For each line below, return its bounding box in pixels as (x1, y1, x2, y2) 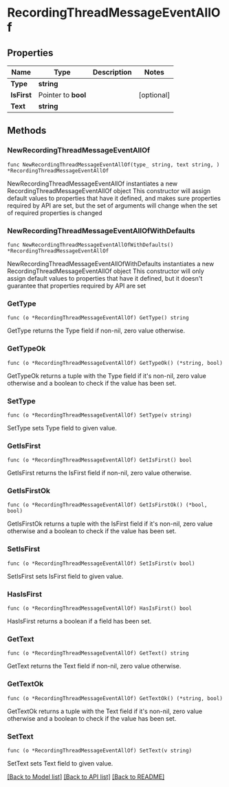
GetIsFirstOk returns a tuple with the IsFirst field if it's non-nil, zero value (7, 519, 213, 528)
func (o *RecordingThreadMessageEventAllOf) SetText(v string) (7, 747, 193, 754)
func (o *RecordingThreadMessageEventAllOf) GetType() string (7, 315, 189, 321)
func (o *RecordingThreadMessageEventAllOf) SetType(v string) (7, 412, 193, 419)
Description (92, 68, 132, 77)
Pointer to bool (38, 90, 87, 99)
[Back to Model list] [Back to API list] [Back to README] (7, 773, 165, 781)
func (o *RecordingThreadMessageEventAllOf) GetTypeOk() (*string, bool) (7, 359, 223, 366)
